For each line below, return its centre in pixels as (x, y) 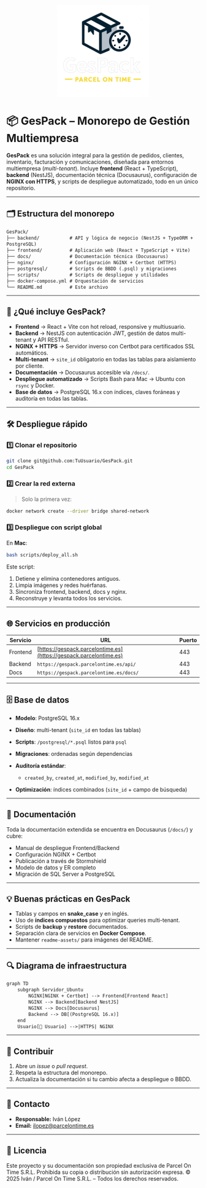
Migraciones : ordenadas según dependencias (74, 753)
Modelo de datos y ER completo (55, 867)
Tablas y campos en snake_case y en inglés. (72, 914)
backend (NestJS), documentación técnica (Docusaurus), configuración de (102, 175)
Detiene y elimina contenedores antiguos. (68, 579)
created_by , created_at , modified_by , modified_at (87, 777)
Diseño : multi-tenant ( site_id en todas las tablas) (78, 730)
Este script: (21, 567)
